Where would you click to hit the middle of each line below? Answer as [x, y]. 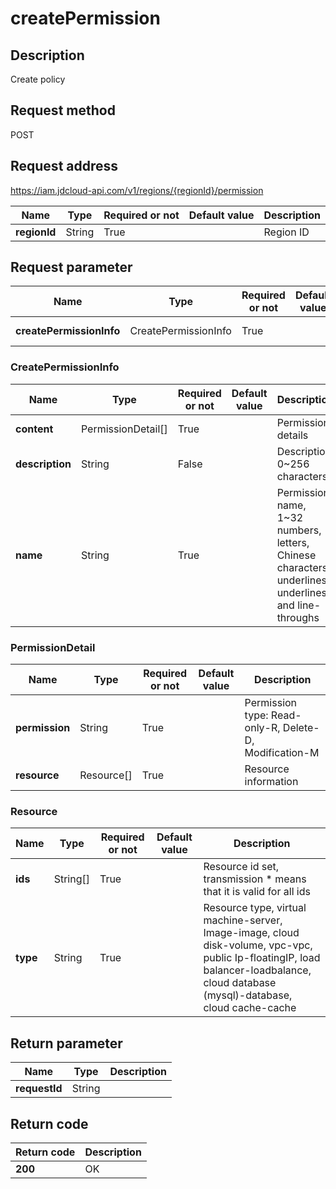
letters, [293, 542]
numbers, [299, 530]
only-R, [262, 728]
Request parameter [71, 267]
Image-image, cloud [251, 933]
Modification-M [282, 753]
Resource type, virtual [255, 908]
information [271, 782]
